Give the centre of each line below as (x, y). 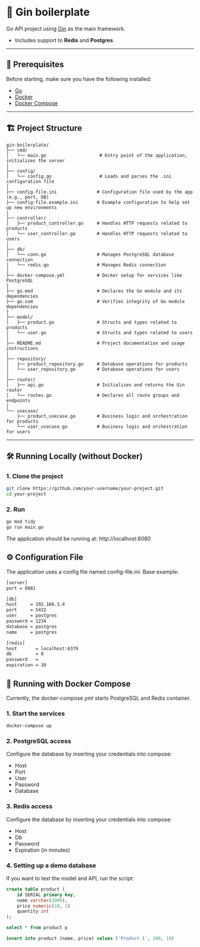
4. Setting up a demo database (51, 865)
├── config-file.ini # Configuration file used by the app (100, 192)
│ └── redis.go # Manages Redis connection (86, 265)
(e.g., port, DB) (28, 197)
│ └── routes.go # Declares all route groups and (93, 395)
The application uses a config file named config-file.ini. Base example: (93, 572)
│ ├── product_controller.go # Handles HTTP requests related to (97, 223)
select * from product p (37, 928)
